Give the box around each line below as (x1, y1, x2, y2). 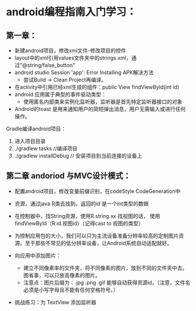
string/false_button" (27, 62, 75, 68)
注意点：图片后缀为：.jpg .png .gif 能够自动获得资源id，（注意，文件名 (23, 279, 191, 286)
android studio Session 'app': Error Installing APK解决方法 (14, 69, 154, 76)
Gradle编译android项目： (6, 125, 66, 132)
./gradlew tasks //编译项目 (14, 145, 78, 152)
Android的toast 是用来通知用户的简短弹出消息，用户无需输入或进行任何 (14, 106, 186, 112)
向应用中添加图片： (14, 252, 61, 259)
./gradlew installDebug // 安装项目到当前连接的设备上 (14, 153, 142, 159)
